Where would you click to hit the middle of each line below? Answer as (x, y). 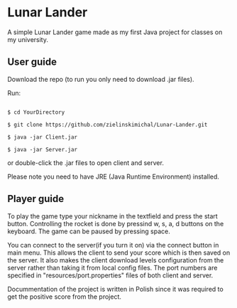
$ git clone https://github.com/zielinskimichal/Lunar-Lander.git (108, 124)
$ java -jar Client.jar (43, 137)
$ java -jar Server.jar (43, 149)
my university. (28, 39)
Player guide (36, 199)
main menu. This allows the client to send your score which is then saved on (119, 253)
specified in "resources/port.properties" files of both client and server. (110, 275)
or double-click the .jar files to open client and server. (86, 163)
